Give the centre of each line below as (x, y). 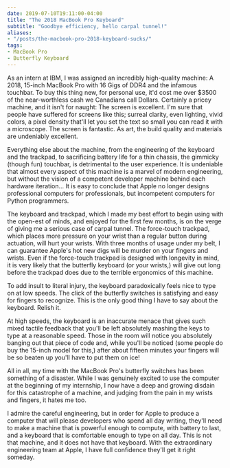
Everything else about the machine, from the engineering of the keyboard (111, 149)
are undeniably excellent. (43, 136)
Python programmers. (38, 201)
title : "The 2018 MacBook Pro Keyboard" (66, 20)
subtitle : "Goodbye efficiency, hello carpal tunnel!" (87, 26)
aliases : (20, 33)
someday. (21, 457)
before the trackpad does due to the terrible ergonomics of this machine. (110, 272)
